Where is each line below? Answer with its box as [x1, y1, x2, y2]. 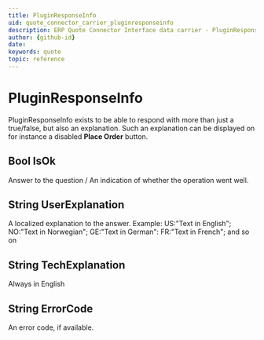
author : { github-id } [8, 33, 76, 42]
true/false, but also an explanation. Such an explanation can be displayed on [8, 123, 255, 133]
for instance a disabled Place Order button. [8, 131, 148, 141]
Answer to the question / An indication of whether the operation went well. [8, 175, 249, 185]
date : [8, 41, 26, 49]
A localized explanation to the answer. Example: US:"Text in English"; [8, 219, 232, 228]
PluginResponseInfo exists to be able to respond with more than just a [8, 115, 234, 124]
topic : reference [8, 56, 65, 64]
